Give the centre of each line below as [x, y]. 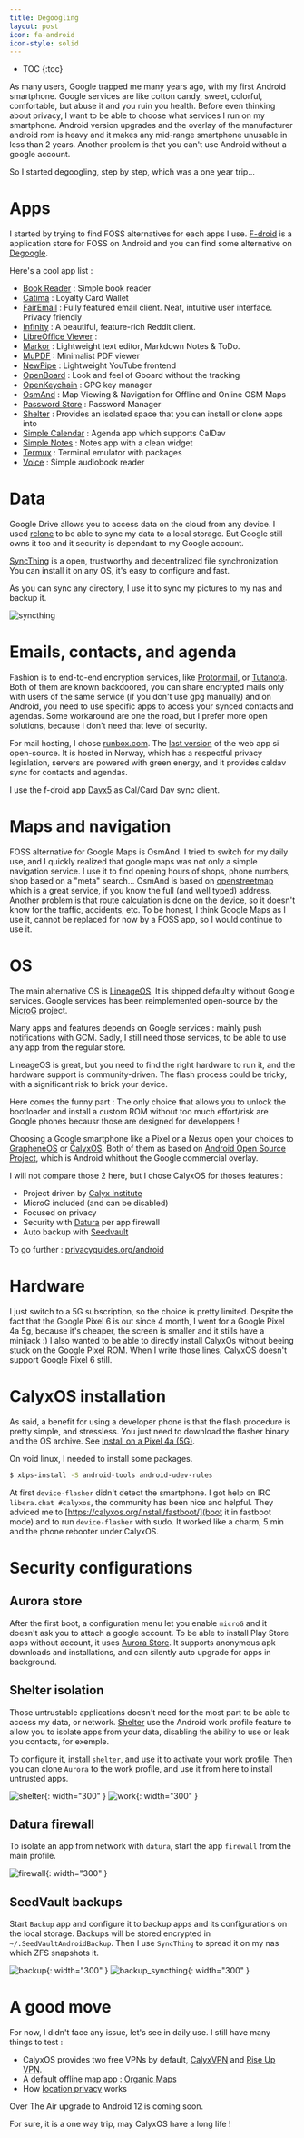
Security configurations [101, 1568]
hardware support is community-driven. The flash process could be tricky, [148, 1074]
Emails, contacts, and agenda [123, 652]
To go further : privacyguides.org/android [87, 1249]
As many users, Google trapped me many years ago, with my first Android [147, 86]
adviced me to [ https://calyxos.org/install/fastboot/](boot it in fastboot [141, 1512]
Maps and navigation [90, 827]
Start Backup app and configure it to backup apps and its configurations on [148, 1924]
